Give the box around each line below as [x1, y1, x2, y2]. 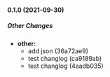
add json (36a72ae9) [27, 46, 89, 55]
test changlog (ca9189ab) [27, 54, 102, 62]
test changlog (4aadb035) [27, 62, 104, 70]
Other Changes [7, 22, 53, 30]
